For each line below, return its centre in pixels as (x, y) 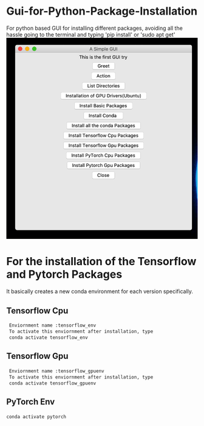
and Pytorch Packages (64, 275)
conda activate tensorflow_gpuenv (53, 383)
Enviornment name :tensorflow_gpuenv (56, 371)
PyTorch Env (31, 402)
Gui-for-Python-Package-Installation (102, 11)
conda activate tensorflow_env (48, 337)
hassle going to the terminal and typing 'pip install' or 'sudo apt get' (91, 34)
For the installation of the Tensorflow (101, 262)
